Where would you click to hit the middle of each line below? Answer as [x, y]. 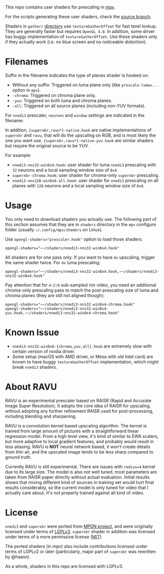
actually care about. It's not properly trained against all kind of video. [75, 493]
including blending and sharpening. [41, 416]
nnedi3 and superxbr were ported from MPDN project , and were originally [79, 526]
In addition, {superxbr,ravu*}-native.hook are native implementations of [78, 130]
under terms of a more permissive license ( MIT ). [54, 537]
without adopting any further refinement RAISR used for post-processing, [79, 411]
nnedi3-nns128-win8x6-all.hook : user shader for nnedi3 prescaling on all [85, 180]
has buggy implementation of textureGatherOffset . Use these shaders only [81, 37]
